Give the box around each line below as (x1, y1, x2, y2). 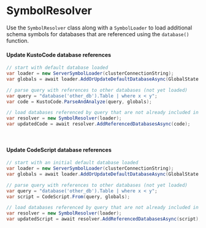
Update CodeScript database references (6, 146, 112, 153)
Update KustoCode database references (6, 51, 112, 58)
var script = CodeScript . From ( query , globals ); (6, 194, 131, 200)
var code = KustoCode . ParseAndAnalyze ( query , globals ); (6, 99, 152, 105)
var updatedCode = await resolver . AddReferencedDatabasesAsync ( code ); (6, 121, 191, 127)
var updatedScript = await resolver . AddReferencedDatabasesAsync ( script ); (6, 216, 202, 222)
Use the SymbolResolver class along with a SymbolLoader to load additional (6, 24, 193, 31)
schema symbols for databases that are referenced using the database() (6, 30, 189, 37)
